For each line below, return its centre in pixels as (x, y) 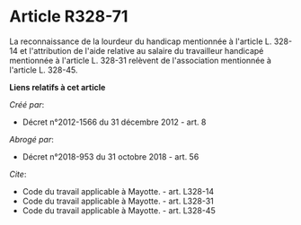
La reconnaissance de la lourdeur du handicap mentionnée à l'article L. (141, 41)
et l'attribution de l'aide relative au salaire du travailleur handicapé (142, 50)
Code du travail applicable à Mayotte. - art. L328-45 (119, 210)
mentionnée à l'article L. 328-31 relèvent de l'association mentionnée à (141, 60)
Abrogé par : (31, 139)
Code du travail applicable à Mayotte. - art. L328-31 (118, 201)
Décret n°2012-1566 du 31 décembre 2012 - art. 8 (114, 122)
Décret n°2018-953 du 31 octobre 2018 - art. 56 (111, 156)
